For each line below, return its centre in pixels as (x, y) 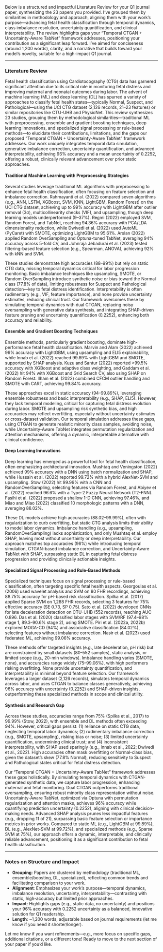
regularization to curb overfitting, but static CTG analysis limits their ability (79, 523)
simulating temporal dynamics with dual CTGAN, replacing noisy (69, 305)
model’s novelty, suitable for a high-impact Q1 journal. (59, 54)
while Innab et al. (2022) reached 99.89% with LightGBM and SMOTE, (75, 357)
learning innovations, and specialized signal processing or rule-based (75, 128)
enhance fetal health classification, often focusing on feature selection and (80, 192)
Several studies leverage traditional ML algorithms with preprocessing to (77, 186)
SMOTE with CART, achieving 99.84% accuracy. (53, 383)
